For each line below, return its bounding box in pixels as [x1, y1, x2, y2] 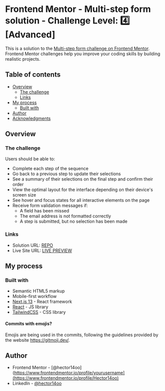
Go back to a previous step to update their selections [12, 171, 121, 177]
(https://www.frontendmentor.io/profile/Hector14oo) [12, 375, 119, 381]
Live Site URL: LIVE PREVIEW [12, 247, 72, 253]
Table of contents [5, 71, 61, 79]
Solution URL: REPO [12, 242, 53, 248]
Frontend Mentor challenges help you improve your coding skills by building [5, 51, 161, 57]
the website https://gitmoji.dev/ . [5, 337, 70, 343]
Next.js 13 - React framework [12, 298, 72, 304]
